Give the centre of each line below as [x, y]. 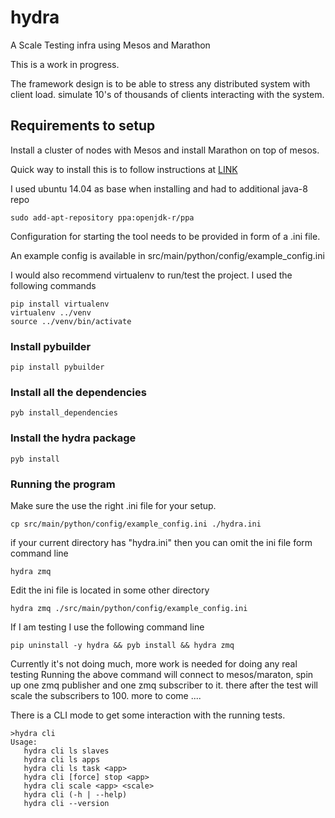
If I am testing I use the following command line [107, 627]
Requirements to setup [83, 126]
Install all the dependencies [78, 392]
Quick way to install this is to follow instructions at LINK [124, 169]
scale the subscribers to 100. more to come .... [106, 695]
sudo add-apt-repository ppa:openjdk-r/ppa [102, 217]
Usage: [24, 742]
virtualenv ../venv [51, 312]
